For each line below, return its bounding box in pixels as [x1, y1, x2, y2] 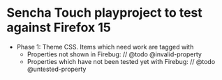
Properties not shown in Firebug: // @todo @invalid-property [27, 50, 202, 58]
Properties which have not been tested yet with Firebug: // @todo [27, 57, 216, 65]
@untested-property [27, 65, 87, 73]
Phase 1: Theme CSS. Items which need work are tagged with [16, 42, 194, 51]
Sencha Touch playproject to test [6, 5, 203, 21]
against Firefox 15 [6, 19, 111, 35]
